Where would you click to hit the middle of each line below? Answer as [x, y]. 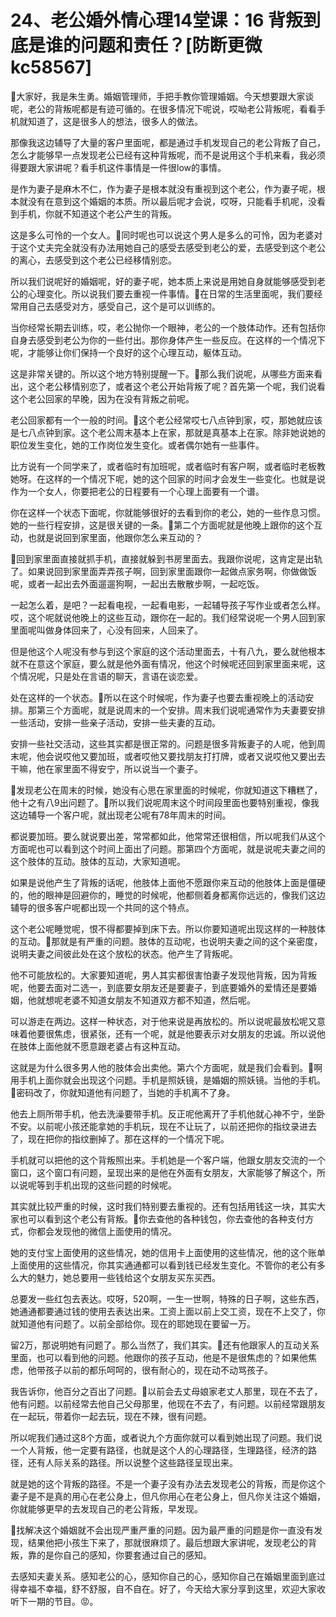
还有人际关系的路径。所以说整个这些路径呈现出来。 [132, 1462]
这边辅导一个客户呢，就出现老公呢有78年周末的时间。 [121, 815]
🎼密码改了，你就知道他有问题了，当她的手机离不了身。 [123, 1092]
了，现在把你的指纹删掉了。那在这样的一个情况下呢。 [120, 1138]
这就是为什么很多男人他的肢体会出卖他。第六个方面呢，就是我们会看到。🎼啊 [166, 1067]
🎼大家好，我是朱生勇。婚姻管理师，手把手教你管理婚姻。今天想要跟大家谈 [162, 96]
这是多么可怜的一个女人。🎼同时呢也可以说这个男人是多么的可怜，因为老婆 [162, 235]
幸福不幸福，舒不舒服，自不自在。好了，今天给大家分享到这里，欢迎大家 [167, 1588]
